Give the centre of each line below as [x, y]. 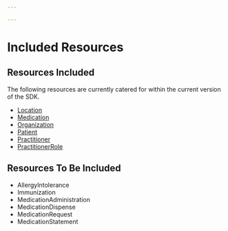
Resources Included [51, 73]
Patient [27, 132]
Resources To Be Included [64, 169]
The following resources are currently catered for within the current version [114, 89]
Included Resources [65, 47]
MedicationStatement [48, 221]
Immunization [37, 192]
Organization [35, 124]
